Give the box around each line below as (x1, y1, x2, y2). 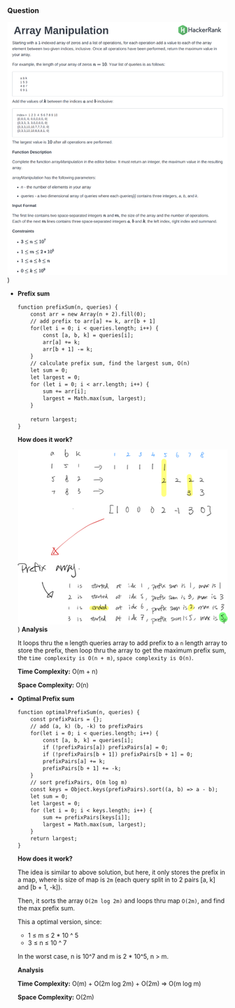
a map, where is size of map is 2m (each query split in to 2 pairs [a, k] (17, 875, 215, 884)
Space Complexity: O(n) (17, 681, 89, 689)
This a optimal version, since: (17, 918, 102, 926)
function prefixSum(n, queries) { (17, 304, 118, 311)
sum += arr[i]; (43, 388, 87, 395)
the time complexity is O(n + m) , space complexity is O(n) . (17, 654, 194, 661)
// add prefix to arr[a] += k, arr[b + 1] (30, 318, 156, 325)
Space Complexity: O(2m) (17, 993, 94, 1001)
